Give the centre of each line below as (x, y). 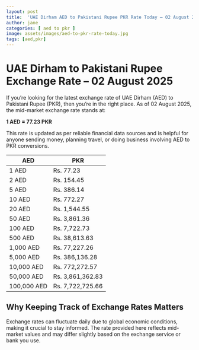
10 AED (20, 199)
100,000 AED (28, 286)
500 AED (22, 238)
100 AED (22, 228)
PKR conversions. (28, 145)
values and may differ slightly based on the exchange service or (102, 334)
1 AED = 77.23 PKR (29, 122)
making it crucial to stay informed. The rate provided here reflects (86, 327)
